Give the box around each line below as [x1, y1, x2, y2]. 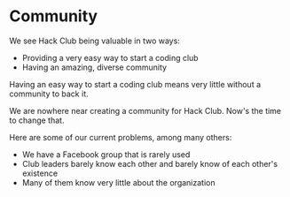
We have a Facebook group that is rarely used [21, 148, 191, 160]
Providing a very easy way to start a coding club [21, 52, 199, 63]
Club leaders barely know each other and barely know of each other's [21, 158, 278, 169]
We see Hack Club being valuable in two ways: [9, 35, 180, 46]
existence [21, 168, 59, 178]
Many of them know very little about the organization [21, 177, 216, 187]
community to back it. [9, 88, 89, 99]
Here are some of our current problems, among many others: [9, 132, 232, 142]
